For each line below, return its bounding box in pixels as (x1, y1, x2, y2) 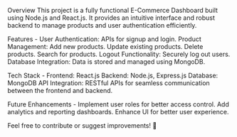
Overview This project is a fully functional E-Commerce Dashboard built (7, 6, 218, 14)
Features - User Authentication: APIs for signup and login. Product (7, 35, 201, 43)
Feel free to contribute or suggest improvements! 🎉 (7, 121, 157, 130)
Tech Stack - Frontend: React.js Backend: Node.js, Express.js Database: (7, 71, 218, 80)
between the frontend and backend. (7, 87, 113, 94)
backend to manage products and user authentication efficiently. (7, 21, 197, 29)
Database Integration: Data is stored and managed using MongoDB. (7, 57, 206, 66)
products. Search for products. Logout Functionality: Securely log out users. (7, 50, 231, 58)
